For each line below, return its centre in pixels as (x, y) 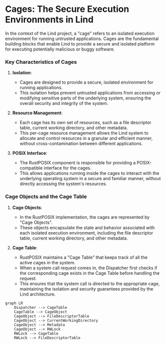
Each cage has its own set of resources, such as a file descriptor (85, 123)
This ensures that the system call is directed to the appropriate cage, (90, 284)
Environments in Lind (49, 20)
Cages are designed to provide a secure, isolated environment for (86, 82)
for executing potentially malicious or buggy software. (60, 49)
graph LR (14, 303)
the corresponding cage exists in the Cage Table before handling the (89, 273)
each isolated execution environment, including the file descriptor (86, 233)
